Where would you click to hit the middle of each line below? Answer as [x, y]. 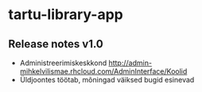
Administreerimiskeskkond [63, 63]
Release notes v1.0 [56, 44]
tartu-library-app [66, 15]
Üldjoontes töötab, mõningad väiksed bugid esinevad [107, 80]
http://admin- [130, 63]
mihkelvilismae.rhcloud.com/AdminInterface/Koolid [103, 71]
